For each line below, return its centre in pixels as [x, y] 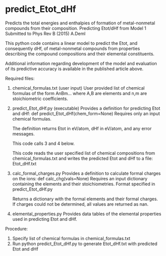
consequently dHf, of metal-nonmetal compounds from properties [73, 48]
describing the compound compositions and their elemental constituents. [80, 54]
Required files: [20, 78]
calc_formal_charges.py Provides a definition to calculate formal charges [86, 173]
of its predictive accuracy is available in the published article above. [74, 69]
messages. [24, 133]
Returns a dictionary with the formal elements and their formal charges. [85, 199]
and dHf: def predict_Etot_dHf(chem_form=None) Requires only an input [86, 114]
